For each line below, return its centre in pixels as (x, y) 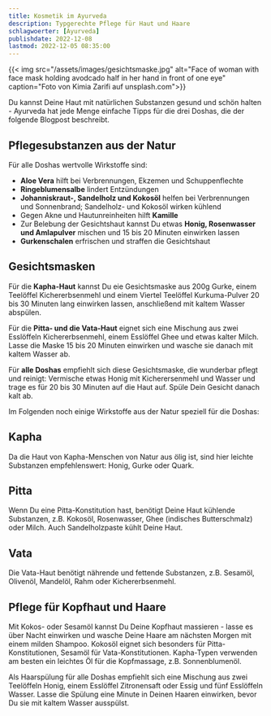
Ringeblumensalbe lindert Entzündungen (90, 189)
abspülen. (25, 312)
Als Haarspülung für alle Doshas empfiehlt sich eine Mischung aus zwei (128, 677)
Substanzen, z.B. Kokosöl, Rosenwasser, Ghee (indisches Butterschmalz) (131, 519)
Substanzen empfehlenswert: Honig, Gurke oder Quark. (101, 465)
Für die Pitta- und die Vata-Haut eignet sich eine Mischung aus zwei (123, 328)
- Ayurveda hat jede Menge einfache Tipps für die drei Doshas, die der (127, 111)
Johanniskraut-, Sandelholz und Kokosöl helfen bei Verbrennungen (135, 198)
